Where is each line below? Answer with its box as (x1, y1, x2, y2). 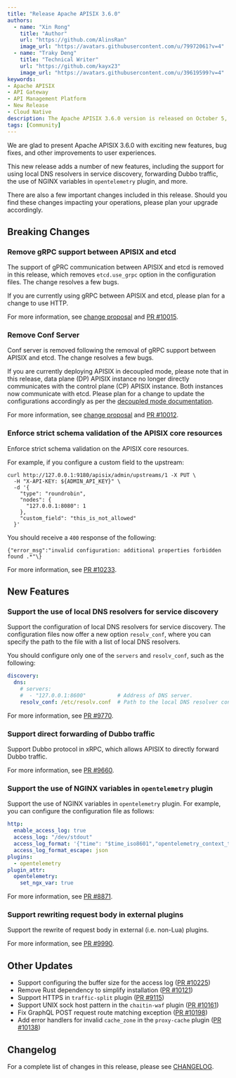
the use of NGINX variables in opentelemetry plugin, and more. (7, 177, 188, 185)
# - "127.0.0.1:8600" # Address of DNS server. (20, 692, 193, 699)
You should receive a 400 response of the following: (7, 533, 157, 542)
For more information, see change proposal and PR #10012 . (7, 411, 179, 419)
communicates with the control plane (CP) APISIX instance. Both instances (7, 382, 223, 391)
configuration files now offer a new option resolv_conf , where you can (7, 630, 211, 639)
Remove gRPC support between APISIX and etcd (7, 247, 177, 257)
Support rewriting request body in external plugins (7, 910, 184, 920)
